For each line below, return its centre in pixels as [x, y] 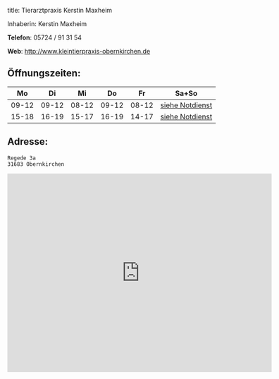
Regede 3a [22, 158]
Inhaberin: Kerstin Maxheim [47, 24]
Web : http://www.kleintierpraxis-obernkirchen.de [79, 51]
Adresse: [28, 142]
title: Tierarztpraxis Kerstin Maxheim [60, 10]
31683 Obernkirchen [36, 164]
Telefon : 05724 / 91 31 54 [45, 37]
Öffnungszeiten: [44, 73]
